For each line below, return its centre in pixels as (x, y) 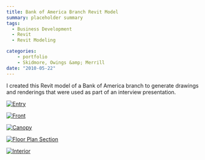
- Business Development (42, 29)
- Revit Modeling (34, 40)
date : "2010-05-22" (31, 68)
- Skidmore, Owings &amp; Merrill (61, 62)
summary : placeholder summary (45, 18)
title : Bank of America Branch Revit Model (63, 12)
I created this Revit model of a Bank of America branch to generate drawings (103, 85)
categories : (21, 51)
